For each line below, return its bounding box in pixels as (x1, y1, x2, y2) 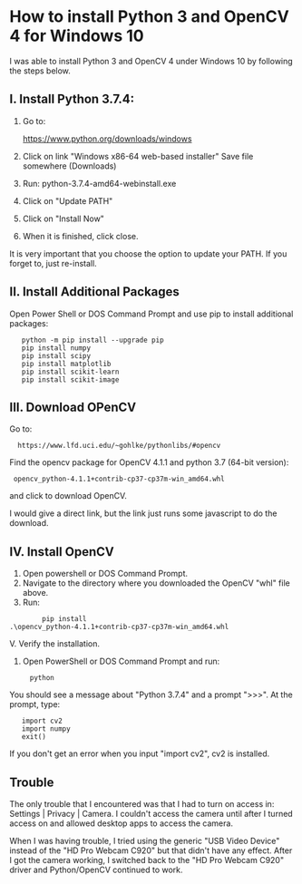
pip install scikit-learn (21, 367, 120, 376)
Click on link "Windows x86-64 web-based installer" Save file (22, 151, 254, 161)
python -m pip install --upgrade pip (21, 335, 165, 345)
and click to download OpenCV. (9, 491, 127, 501)
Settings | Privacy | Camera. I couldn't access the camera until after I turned (9, 809, 293, 819)
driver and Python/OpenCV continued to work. (9, 864, 183, 875)
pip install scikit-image (21, 374, 120, 384)
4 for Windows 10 (9, 25, 144, 46)
